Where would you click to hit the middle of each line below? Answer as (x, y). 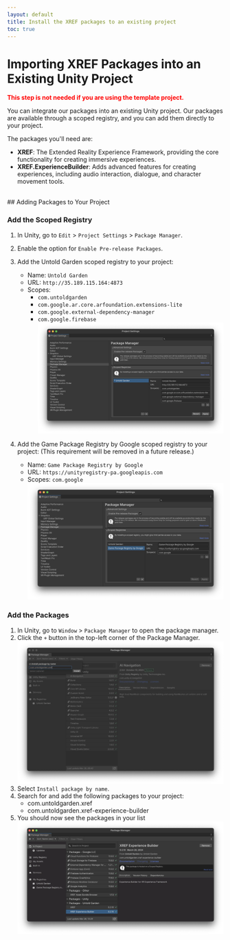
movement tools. (41, 182)
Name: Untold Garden (57, 275)
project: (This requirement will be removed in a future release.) (105, 451)
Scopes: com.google (55, 479)
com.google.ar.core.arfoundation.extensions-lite (110, 305)
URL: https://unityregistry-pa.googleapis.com (95, 472)
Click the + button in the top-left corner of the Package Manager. (108, 637)
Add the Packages (38, 615)
